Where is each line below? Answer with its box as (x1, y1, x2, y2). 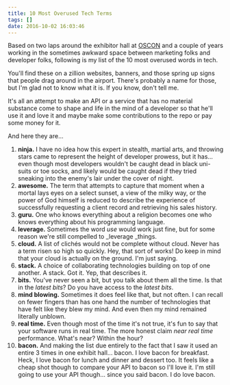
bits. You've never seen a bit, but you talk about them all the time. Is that (17, 276, 222, 284)
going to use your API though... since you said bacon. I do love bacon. (17, 371, 216, 379)
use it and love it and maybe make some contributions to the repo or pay (8, 111, 212, 120)
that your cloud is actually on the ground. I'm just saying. (17, 254, 178, 263)
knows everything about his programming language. (17, 218, 166, 226)
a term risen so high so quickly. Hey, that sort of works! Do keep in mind (17, 247, 221, 255)
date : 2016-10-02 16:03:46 (8, 23, 85, 29)
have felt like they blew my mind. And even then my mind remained (17, 305, 207, 313)
